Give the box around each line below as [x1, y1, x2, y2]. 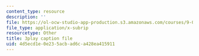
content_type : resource [6, 8, 65, 15]
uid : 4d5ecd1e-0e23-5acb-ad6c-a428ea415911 [6, 41, 115, 47]
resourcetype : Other [6, 30, 57, 36]
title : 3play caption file [6, 36, 73, 41]
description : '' [6, 14, 46, 20]
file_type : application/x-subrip [6, 24, 89, 31]
